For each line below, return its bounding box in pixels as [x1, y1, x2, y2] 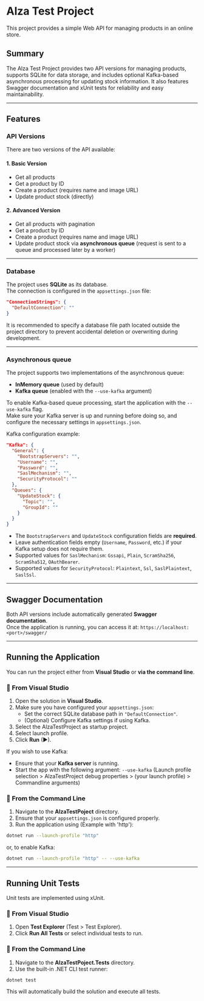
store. [6, 30, 21, 38]
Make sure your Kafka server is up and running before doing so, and [6, 412, 177, 419]
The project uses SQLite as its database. [6, 281, 108, 288]
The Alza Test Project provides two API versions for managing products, [6, 65, 187, 72]
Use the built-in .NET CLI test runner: [15, 965, 108, 972]
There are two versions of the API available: [6, 146, 115, 153]
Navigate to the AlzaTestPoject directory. [15, 808, 120, 815]
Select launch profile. [15, 730, 69, 737]
